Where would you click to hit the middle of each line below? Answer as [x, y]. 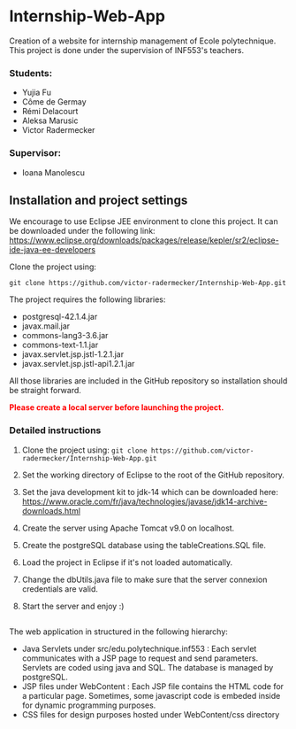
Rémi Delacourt [50, 112]
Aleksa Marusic [50, 120]
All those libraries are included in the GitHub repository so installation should [148, 381]
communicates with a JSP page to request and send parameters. [140, 658]
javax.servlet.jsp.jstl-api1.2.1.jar [78, 364]
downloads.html [51, 510]
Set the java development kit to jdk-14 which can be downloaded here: [150, 492]
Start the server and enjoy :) [73, 606]
